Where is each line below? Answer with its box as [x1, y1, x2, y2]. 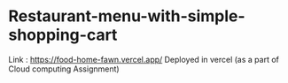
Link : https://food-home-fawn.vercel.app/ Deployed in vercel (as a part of [8, 54, 280, 64]
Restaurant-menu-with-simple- [8, 6, 245, 26]
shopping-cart [8, 25, 118, 45]
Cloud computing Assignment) [8, 64, 121, 74]
